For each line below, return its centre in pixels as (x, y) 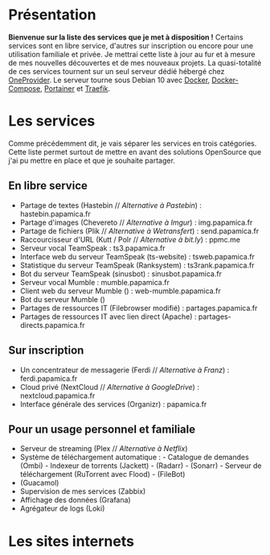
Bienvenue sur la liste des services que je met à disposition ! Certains (126, 37)
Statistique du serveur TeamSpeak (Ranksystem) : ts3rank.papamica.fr (137, 265)
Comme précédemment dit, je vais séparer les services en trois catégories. (133, 143)
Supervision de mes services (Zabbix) (83, 491)
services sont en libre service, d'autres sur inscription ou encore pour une (131, 45)
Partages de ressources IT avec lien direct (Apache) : (108, 317)
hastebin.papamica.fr (55, 213)
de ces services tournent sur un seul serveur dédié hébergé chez (117, 71)
